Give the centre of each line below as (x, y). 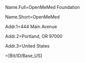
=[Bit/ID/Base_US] (24, 55)
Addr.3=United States (27, 46)
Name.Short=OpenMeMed (32, 17)
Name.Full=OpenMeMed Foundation (42, 7)
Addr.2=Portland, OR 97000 (34, 36)
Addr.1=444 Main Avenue (31, 26)
